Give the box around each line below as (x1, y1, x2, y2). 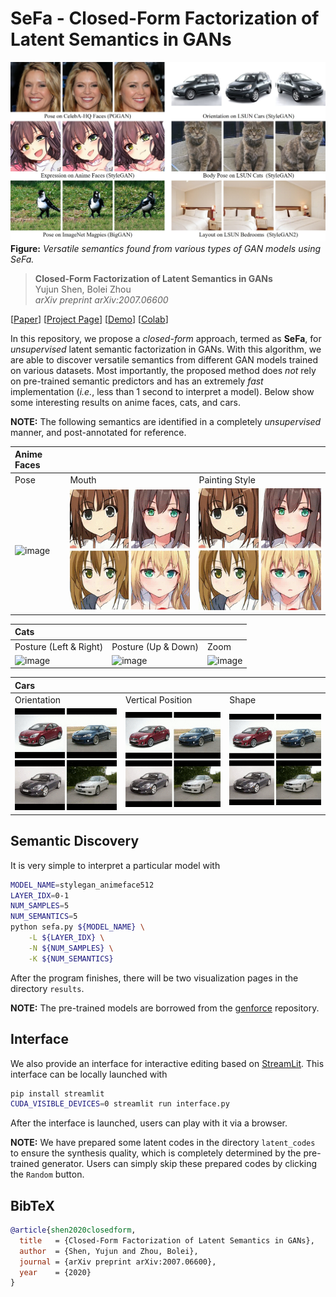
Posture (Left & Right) (14, 640, 104, 652)
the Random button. (10, 1168, 85, 1181)
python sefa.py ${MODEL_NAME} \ (10, 922, 145, 932)
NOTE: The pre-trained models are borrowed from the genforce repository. (10, 1002, 320, 1014)
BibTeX (10, 1197, 55, 1214)
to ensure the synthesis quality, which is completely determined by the (10, 1147, 302, 1159)
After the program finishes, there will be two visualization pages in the (10, 972, 299, 984)
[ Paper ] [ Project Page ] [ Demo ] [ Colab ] (10, 313, 169, 325)
